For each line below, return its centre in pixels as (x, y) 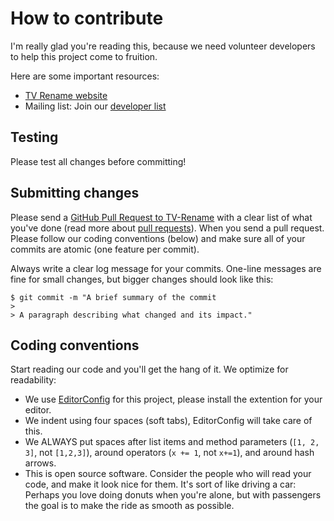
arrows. (40, 463)
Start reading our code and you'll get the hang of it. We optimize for (149, 369)
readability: (33, 380)
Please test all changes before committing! (98, 161)
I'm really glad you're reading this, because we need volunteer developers (163, 46)
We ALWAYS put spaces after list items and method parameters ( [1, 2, (172, 442)
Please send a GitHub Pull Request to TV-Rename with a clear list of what (161, 217)
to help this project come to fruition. (84, 56)
